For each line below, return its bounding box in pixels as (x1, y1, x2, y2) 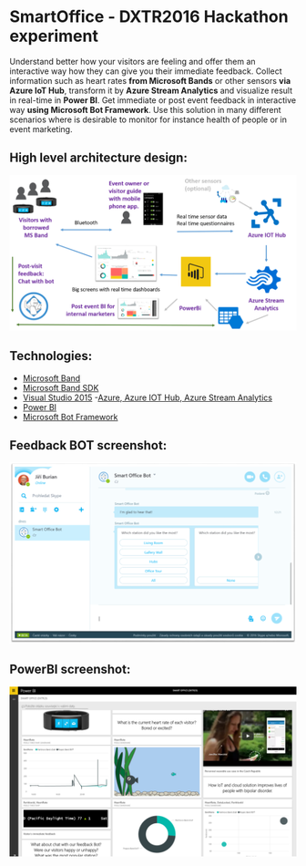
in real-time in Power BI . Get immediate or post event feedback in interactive (9, 94, 297, 106)
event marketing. (9, 123, 73, 134)
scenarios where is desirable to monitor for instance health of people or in (9, 114, 287, 125)
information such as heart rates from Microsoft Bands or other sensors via (9, 75, 291, 86)
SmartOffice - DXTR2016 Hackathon (9, 6, 289, 27)
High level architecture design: (9, 150, 189, 166)
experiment (9, 26, 98, 46)
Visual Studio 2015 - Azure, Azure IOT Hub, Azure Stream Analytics (22, 392, 273, 403)
